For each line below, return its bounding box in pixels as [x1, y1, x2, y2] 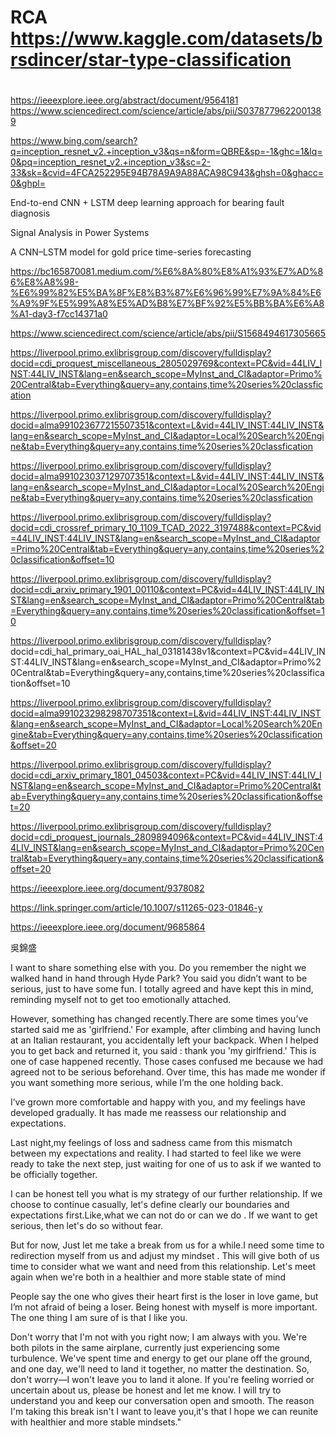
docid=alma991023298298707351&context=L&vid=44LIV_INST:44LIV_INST [10, 707, 322, 720]
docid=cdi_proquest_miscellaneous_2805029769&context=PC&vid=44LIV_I [10, 357, 323, 370]
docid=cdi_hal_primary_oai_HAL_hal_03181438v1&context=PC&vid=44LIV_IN [10, 646, 326, 658]
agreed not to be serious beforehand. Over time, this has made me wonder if [10, 1066, 326, 1078]
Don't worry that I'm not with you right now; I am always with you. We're [10, 1331, 308, 1343]
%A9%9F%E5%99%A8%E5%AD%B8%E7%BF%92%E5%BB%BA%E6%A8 [10, 297, 325, 310]
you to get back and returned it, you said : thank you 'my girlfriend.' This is [10, 1045, 317, 1057]
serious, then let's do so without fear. [10, 1220, 164, 1232]
